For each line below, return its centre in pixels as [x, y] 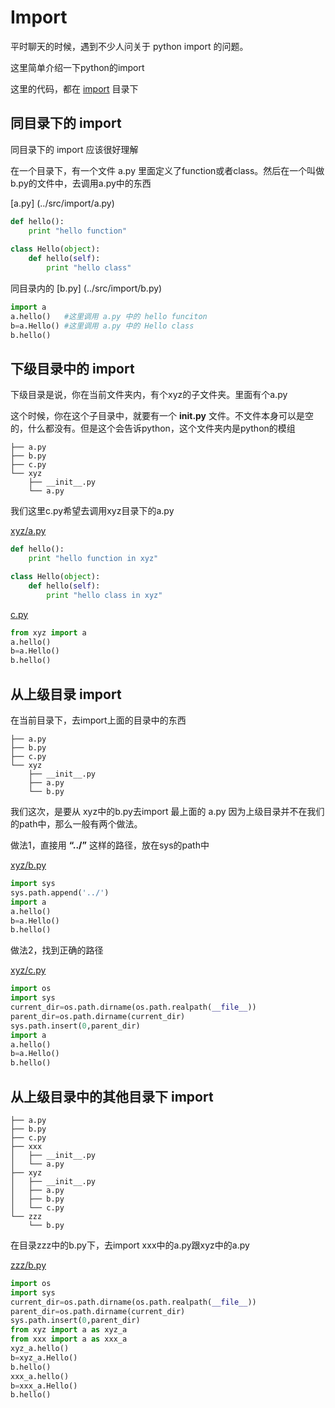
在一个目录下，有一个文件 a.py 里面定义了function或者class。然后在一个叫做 [167, 170]
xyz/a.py [28, 531]
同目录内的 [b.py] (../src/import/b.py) [86, 288]
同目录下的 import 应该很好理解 [74, 149]
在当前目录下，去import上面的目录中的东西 [98, 720]
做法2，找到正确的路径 [57, 950]
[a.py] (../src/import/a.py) [62, 203]
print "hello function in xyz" [93, 559]
